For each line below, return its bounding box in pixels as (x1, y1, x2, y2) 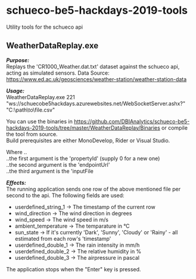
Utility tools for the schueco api (6, 23, 83, 30)
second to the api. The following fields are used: (6, 192, 125, 199)
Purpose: (6, 56, 30, 63)
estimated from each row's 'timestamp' (14, 235, 111, 242)
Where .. (6, 148, 27, 155)
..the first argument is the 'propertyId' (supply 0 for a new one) (6, 155, 160, 162)
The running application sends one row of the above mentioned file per (6, 185, 181, 192)
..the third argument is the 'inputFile (6, 167, 94, 174)
